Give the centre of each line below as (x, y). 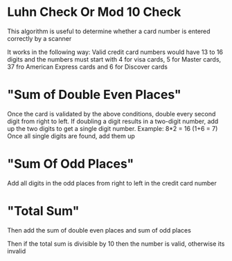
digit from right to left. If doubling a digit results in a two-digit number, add (113, 121)
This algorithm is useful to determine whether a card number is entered (109, 31)
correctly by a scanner (39, 38)
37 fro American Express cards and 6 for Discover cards (88, 66)
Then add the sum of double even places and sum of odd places (99, 230)
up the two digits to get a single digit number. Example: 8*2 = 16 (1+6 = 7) (113, 128)
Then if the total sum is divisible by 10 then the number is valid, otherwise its (116, 244)
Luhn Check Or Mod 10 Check (94, 12)
